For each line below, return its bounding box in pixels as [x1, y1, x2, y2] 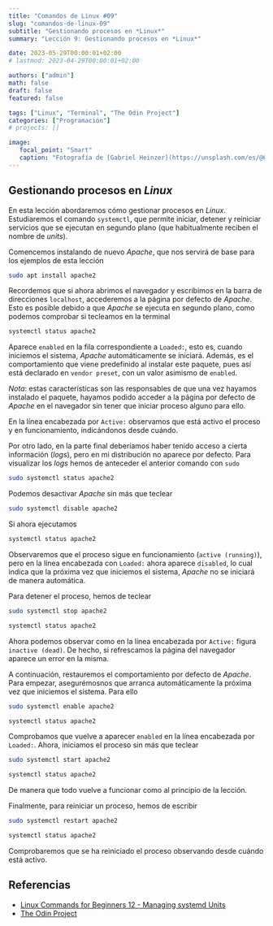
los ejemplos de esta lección [8, 255, 104, 265]
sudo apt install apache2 [8, 271, 96, 279]
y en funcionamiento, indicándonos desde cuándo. [8, 426, 179, 435]
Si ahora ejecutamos [8, 519, 77, 529]
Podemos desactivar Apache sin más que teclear [8, 489, 173, 499]
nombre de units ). [8, 231, 68, 240]
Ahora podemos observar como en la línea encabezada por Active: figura [8, 636, 257, 646]
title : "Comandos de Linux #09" [8, 11, 118, 20]
